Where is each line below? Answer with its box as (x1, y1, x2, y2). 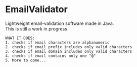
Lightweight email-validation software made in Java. (5, 20, 114, 26)
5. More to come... (5, 57, 47, 63)
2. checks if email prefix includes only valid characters (5, 44, 132, 49)
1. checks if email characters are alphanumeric (5, 40, 110, 45)
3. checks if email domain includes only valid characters (5, 49, 132, 54)
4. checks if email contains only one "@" (5, 53, 96, 58)
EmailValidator (5, 4, 68, 15)
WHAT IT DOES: (5, 36, 35, 41)
